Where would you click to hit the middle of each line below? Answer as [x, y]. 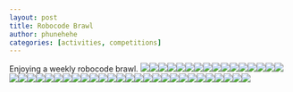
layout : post [33, 17]
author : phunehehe [43, 34]
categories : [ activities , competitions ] [86, 42]
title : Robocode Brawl [51, 26]
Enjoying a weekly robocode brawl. [74, 69]
